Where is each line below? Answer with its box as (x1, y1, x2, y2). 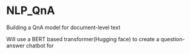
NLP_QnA (6, 4, 55, 18)
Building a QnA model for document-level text (6, 24, 121, 31)
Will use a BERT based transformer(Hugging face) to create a (6, 35, 160, 42)
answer (6, 42, 25, 49)
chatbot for (26, 42, 54, 49)
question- (160, 35, 185, 42)
